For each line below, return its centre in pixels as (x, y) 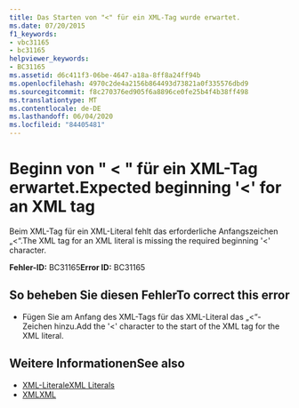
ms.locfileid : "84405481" (57, 125)
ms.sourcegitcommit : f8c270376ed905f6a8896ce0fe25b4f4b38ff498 (129, 92)
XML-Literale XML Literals (69, 385)
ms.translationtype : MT (53, 100)
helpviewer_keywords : (49, 59)
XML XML (39, 394)
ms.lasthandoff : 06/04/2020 (61, 116)
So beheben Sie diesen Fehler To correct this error (149, 296)
